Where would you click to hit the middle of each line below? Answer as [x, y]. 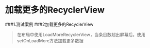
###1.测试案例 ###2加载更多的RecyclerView [49, 24]
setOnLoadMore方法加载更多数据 [50, 40]
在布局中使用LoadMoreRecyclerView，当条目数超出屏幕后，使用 [81, 34]
